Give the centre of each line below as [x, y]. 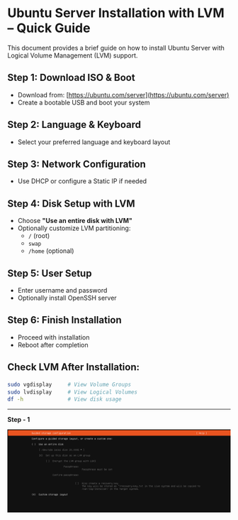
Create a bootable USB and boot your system [84, 102]
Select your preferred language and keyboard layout [94, 142]
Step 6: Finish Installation [64, 320]
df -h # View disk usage [64, 399]
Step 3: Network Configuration [77, 164]
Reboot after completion [53, 345]
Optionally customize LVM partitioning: [74, 228]
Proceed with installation [53, 337]
